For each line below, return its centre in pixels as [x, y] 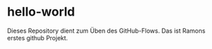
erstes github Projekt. [38, 37]
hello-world [41, 12]
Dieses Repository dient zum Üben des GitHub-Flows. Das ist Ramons [106, 31]
